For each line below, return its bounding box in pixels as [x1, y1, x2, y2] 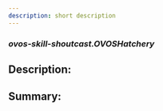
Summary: [8, 89, 62, 104]
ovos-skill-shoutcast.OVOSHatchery [8, 38, 155, 49]
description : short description [8, 11, 116, 20]
